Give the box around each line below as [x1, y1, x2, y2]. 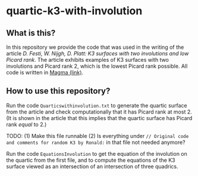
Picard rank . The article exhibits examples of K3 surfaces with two [6, 56, 169, 63]
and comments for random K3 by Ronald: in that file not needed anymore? [6, 139, 186, 146]
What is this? [6, 28, 56, 38]
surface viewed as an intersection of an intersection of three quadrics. [6, 162, 178, 170]
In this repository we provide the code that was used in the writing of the [6, 43, 184, 51]
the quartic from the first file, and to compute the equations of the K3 [6, 156, 175, 164]
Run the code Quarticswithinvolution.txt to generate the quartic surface [6, 102, 187, 109]
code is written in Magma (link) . [6, 69, 84, 76]
